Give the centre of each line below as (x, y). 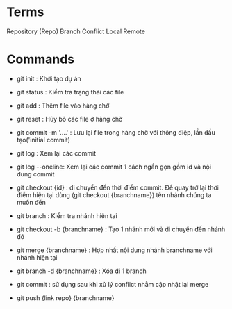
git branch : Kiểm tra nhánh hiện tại (67, 215)
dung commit (35, 174)
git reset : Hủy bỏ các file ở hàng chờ (69, 119)
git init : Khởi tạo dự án (49, 78)
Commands (41, 59)
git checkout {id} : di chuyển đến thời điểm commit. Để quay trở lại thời (118, 187)
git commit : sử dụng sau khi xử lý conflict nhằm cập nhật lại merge (113, 284)
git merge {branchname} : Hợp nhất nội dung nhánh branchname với (114, 250)
